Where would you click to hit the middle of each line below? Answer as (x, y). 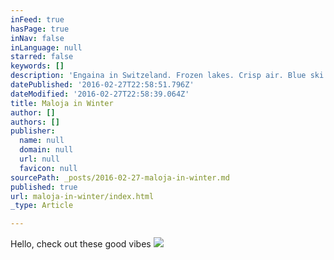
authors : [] (35, 122)
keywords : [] (37, 66)
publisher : (33, 131)
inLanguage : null (46, 47)
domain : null (46, 150)
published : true (44, 187)
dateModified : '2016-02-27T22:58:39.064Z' (100, 94)
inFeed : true (37, 19)
